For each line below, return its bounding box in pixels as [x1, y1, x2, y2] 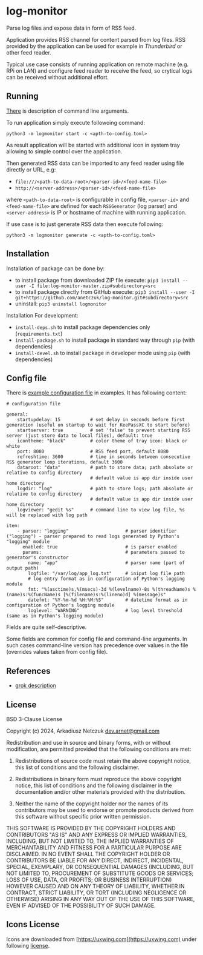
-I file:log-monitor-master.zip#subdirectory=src [28, 283, 156, 289]
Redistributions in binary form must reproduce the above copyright [14, 776, 181, 782]
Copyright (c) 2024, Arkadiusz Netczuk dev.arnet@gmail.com [6, 727, 160, 734]
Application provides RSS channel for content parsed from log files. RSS [6, 36, 186, 43]
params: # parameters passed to [22, 550, 185, 556]
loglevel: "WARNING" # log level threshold [28, 608, 182, 614]
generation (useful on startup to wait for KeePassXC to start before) [6, 422, 190, 428]
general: [6, 411, 28, 418]
